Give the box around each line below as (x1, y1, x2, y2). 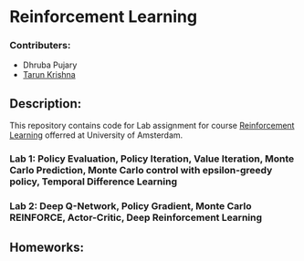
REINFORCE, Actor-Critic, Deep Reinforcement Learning (9, 212, 263, 224)
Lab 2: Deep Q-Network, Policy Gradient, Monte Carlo (9, 200, 252, 213)
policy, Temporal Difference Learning (9, 175, 178, 188)
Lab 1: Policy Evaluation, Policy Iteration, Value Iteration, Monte (9, 152, 295, 165)
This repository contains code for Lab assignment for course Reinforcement (9, 120, 295, 131)
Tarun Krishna (22, 69, 76, 80)
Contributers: (9, 39, 71, 52)
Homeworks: (9, 239, 85, 255)
